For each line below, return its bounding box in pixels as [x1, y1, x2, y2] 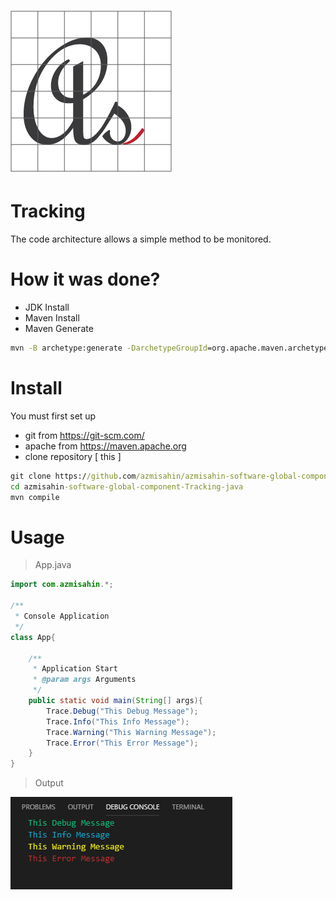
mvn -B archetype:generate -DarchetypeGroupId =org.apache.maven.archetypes [10, 343, 333, 354]
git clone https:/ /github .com [10, 471, 137, 481]
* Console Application [14, 611, 110, 622]
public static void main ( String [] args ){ [28, 696, 203, 706]
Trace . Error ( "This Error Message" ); [46, 738, 199, 748]
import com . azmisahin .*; [10, 580, 114, 590]
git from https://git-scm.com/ [24, 429, 145, 441]
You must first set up [10, 410, 97, 422]
